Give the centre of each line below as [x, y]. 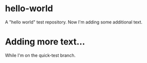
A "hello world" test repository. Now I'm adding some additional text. [74, 22]
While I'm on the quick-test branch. [40, 55]
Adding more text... [45, 42]
